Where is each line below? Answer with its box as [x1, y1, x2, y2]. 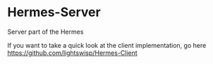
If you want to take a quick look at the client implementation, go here [7, 41, 207, 49]
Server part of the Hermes [7, 27, 84, 36]
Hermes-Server [7, 4, 101, 20]
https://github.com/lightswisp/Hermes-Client [7, 49, 138, 57]
